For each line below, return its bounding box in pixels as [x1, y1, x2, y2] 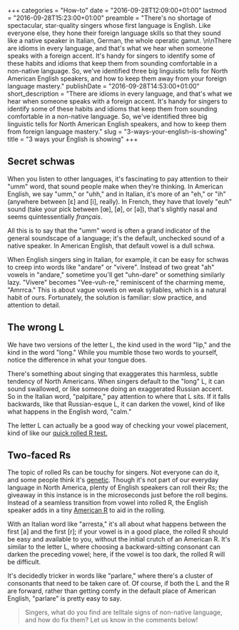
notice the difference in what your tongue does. [7, 355, 148, 364]
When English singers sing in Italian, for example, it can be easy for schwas [7, 255, 230, 263]
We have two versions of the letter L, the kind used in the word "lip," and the [7, 340, 231, 349]
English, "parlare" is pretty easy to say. [7, 594, 122, 603]
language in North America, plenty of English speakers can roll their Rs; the [7, 483, 228, 492]
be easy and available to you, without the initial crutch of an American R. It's [7, 535, 230, 544]
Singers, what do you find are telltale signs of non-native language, [24, 608, 223, 616]
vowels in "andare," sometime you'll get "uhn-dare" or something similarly [7, 270, 225, 279]
